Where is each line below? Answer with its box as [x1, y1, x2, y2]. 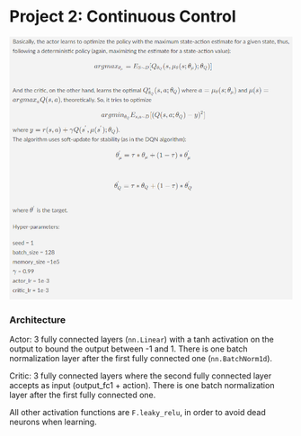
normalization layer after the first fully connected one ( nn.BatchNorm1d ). [9, 353, 272, 364]
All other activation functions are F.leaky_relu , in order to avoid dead [9, 407, 267, 418]
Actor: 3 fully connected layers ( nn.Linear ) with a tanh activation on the [9, 334, 274, 345]
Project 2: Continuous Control [9, 6, 236, 27]
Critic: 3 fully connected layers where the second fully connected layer [9, 370, 272, 381]
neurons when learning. [9, 416, 97, 428]
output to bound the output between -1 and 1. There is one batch [9, 343, 249, 354]
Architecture [9, 313, 66, 325]
